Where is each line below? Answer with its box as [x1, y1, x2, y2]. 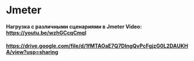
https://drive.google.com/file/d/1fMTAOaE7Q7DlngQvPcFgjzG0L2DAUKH [6, 42, 188, 49]
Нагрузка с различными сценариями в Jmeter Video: [6, 23, 142, 30]
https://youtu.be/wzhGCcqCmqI [6, 29, 87, 36]
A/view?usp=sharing [6, 49, 58, 56]
